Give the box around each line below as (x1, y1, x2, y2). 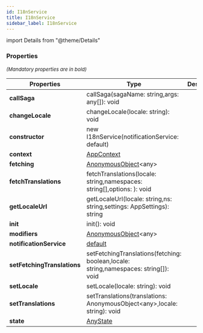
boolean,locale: (86, 257, 130, 265)
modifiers (9, 229, 38, 238)
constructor (9, 132, 44, 141)
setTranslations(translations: (86, 292, 167, 300)
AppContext (86, 150, 121, 158)
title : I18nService (6, 15, 56, 21)
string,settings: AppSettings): (86, 202, 169, 210)
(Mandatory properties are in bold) (6, 66, 87, 73)
